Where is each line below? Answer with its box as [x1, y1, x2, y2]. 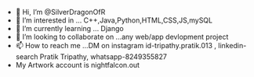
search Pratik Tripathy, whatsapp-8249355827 [15, 52, 167, 61]
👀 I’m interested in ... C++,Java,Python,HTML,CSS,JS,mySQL [15, 16, 213, 25]
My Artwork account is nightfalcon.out [15, 61, 140, 69]
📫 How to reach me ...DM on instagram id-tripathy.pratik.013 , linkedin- [15, 41, 247, 50]
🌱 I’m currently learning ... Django [15, 24, 124, 33]
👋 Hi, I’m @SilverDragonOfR [15, 8, 106, 16]
